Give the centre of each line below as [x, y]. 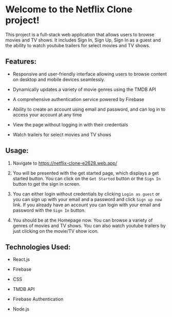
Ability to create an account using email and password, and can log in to [89, 109]
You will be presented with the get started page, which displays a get [86, 173]
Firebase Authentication [38, 299]
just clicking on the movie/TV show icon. [56, 231]
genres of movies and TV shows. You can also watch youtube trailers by [89, 225]
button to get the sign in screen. [46, 184]
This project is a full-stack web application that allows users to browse [80, 34]
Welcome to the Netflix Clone [69, 9]
